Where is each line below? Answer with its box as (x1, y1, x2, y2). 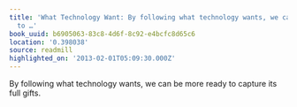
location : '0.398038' (9, 37, 89, 47)
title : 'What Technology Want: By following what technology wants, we (9, 12, 278, 22)
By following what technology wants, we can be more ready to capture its (9, 79, 278, 88)
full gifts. (9, 88, 42, 98)
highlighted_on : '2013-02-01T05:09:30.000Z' (9, 54, 176, 63)
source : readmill (9, 46, 73, 55)
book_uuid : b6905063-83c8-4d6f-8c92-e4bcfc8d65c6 (9, 29, 196, 38)
